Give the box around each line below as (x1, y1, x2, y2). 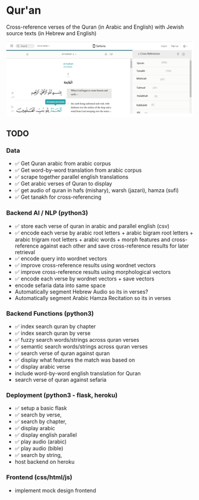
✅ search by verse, (14, 411, 62, 418)
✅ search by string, (14, 452, 62, 459)
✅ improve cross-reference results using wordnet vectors (14, 261, 156, 268)
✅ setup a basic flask (14, 405, 67, 412)
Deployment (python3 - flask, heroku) (6, 391, 118, 399)
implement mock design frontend (14, 487, 96, 494)
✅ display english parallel (14, 431, 77, 439)
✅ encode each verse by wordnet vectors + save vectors (14, 275, 154, 282)
